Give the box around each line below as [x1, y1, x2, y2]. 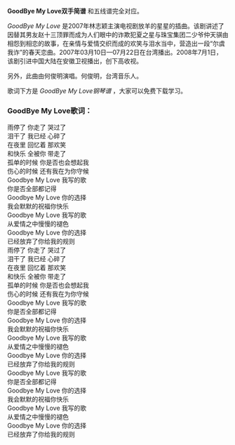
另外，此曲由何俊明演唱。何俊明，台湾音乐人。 [7, 72, 142, 80]
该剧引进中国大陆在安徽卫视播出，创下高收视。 [7, 57, 142, 65]
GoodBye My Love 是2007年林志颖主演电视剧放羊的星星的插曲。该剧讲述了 [7, 22, 224, 30]
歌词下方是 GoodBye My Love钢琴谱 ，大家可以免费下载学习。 [7, 87, 187, 95]
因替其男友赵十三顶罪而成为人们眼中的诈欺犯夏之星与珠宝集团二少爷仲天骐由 [7, 31, 229, 39]
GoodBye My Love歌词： [7, 105, 93, 115]
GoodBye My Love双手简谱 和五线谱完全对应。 [7, 7, 144, 15]
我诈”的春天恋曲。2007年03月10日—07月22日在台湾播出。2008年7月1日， [7, 48, 223, 56]
